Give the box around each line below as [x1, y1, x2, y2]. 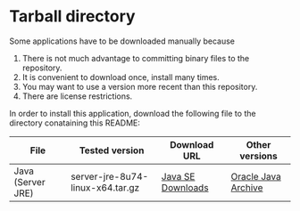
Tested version [79, 144, 145, 157]
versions [239, 150, 279, 162]
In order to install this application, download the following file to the [9, 108, 256, 118]
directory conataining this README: [9, 118, 141, 128]
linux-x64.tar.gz [71, 181, 140, 193]
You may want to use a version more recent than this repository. [21, 81, 258, 92]
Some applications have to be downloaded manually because [9, 36, 235, 46]
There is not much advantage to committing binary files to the [21, 53, 250, 63]
